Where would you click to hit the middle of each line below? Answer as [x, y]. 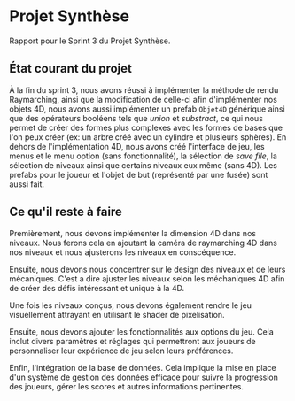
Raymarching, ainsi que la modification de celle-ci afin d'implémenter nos [143, 99]
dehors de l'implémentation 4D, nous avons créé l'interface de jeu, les [137, 146]
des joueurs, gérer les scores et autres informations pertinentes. [126, 386]
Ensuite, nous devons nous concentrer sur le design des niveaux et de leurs [147, 269]
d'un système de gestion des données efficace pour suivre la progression [144, 377]
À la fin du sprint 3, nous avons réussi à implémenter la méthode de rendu [144, 89]
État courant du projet [71, 69]
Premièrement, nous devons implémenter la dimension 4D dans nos [133, 233]
